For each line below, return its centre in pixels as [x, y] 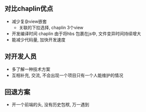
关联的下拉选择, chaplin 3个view [51, 27]
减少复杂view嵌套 [29, 21]
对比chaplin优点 [29, 9]
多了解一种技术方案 [31, 69]
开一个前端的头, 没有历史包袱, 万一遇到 [50, 105]
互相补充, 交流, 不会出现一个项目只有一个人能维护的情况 [67, 75]
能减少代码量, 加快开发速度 [38, 39]
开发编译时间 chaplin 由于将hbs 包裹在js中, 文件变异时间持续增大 [76, 34]
